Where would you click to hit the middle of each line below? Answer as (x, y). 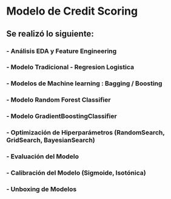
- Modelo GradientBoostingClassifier (62, 116)
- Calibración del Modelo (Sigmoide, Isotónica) (76, 173)
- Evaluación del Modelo (43, 156)
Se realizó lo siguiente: (50, 34)
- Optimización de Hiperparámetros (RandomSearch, (85, 133)
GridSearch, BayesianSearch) (51, 140)
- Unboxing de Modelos (42, 189)
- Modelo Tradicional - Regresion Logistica (70, 67)
